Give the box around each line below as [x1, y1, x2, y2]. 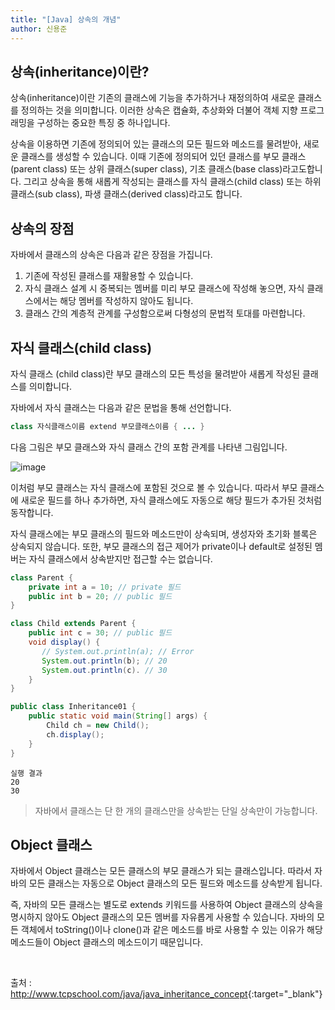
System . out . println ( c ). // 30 [41, 665, 168, 675]
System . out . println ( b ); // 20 [41, 656, 168, 666]
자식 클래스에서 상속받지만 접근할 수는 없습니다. [28, 552, 213, 565]
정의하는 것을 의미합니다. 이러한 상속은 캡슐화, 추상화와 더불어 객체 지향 [20, 104, 298, 116]
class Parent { [10, 572, 74, 583]
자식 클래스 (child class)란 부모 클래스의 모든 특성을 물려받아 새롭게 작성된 [10, 367, 301, 380]
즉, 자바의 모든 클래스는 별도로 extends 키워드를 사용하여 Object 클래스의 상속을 [10, 899, 324, 911]
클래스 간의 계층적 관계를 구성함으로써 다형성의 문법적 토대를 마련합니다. [24, 307, 306, 320]
